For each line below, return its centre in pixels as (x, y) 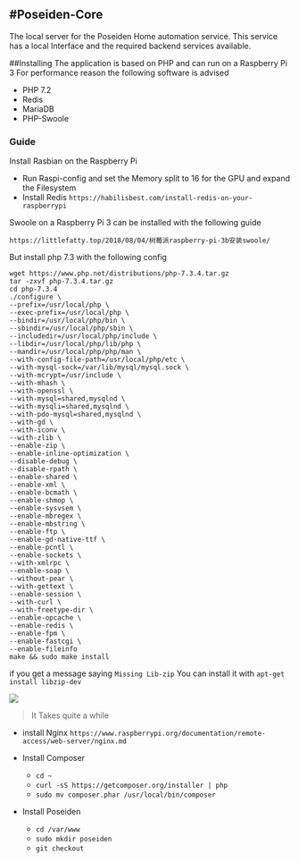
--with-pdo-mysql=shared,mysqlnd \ (75, 415)
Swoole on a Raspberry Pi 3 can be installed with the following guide (135, 223)
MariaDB (38, 109)
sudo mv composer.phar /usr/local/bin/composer (125, 795)
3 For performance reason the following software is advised (119, 72)
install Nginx (45, 733)
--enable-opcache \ (46, 618)
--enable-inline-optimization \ (69, 454)
